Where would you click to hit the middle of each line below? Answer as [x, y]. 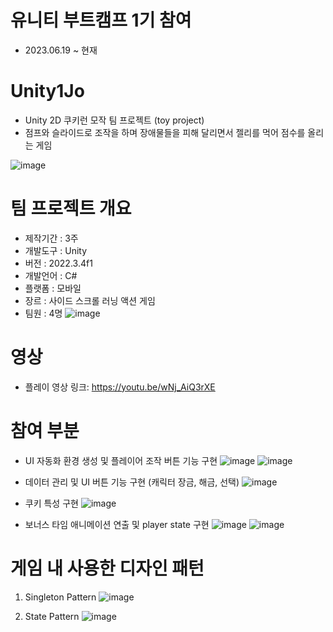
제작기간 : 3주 [51, 238]
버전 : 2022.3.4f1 [58, 263]
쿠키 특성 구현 [51, 503]
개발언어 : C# [51, 275]
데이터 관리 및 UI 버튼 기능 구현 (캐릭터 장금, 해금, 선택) [132, 482]
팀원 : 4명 [43, 313]
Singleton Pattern [60, 597]
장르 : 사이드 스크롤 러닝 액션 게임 [90, 300]
